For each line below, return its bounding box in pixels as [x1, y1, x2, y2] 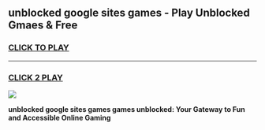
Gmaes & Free [8, 19, 78, 32]
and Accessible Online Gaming [8, 113, 111, 122]
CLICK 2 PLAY [8, 72, 63, 83]
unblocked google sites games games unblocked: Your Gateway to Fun [8, 104, 246, 113]
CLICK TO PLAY [8, 43, 69, 54]
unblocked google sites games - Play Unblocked [8, 6, 250, 20]
